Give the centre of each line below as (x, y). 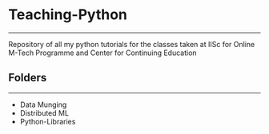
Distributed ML (44, 112)
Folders (28, 78)
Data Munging (43, 104)
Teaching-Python (68, 15)
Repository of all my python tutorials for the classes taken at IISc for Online (132, 44)
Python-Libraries (48, 121)
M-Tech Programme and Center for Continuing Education (103, 53)
